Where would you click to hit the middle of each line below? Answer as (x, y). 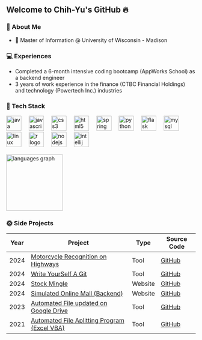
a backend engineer (40, 77)
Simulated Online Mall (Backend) (77, 293)
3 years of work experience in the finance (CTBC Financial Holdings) (100, 84)
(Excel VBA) (48, 328)
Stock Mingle (49, 284)
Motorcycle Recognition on (69, 257)
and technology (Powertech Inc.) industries (68, 90)
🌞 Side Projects (30, 223)
